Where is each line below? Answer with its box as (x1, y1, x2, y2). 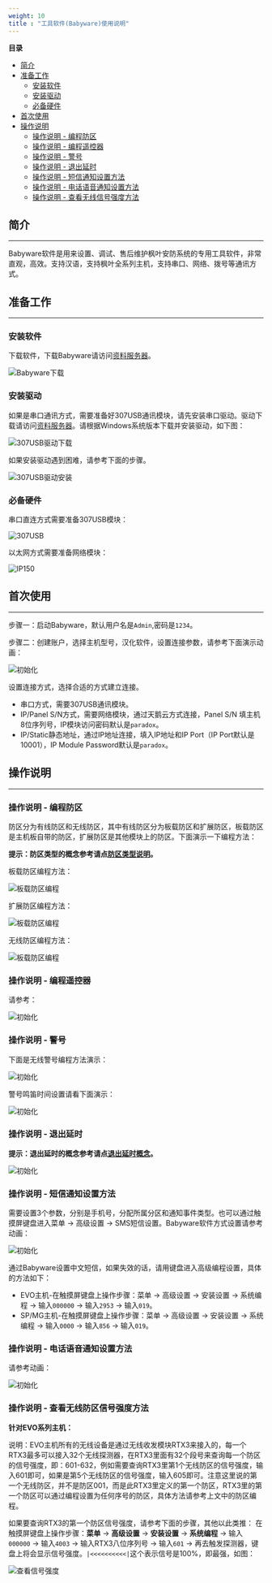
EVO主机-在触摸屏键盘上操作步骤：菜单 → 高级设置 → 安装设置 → (19, 1291, 239, 1300)
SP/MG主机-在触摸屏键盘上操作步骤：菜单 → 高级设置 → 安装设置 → (19, 1311, 249, 1321)
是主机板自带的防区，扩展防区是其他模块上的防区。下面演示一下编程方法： (8, 832, 257, 841)
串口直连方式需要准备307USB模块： (8, 515, 128, 525)
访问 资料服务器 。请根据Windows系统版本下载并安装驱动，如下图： (22, 420, 245, 430)
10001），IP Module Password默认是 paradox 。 (19, 740, 172, 750)
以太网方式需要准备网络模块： (8, 547, 108, 557)
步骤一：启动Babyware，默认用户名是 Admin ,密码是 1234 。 (8, 620, 198, 629)
